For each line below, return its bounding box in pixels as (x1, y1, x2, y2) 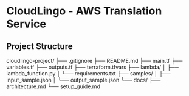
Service (6, 17, 47, 31)
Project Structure (6, 41, 73, 51)
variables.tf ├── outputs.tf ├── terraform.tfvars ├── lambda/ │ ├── (6, 63, 179, 71)
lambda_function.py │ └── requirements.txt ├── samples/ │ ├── (6, 70, 171, 77)
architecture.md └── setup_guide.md (6, 83, 100, 90)
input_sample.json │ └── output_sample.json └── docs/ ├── (6, 77, 161, 83)
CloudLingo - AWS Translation (6, 4, 162, 18)
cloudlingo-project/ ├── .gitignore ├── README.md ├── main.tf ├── (6, 57, 183, 64)
